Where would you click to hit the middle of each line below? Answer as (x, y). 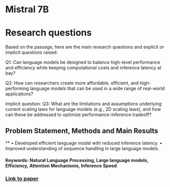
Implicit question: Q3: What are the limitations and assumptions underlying (83, 104)
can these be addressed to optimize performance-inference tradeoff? (78, 115)
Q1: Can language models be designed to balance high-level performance (83, 62)
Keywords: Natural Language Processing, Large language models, (77, 160)
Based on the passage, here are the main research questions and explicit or (85, 47)
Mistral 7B (27, 9)
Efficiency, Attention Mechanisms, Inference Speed (61, 166)
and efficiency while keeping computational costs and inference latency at (83, 68)
